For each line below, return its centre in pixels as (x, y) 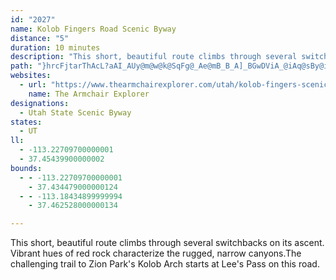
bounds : (26, 168)
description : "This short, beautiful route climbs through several (154, 57)
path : (21, 66)
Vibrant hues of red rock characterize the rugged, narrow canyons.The (156, 253)
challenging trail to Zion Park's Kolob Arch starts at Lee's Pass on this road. (165, 264)
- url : (33, 85)
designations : (40, 103)
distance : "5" (40, 38)
